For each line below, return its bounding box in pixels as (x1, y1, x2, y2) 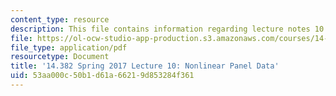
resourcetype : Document (10, 52, 110, 62)
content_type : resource (10, 14, 110, 25)
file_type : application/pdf (10, 42, 128, 53)
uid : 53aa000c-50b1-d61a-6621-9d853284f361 (10, 71, 195, 81)
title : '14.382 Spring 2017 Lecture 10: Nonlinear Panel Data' (10, 61, 280, 71)
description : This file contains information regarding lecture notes (10, 24, 311, 34)
